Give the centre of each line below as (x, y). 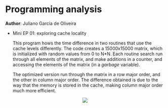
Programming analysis (54, 9)
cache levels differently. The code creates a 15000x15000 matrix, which (88, 48)
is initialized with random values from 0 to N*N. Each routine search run (88, 54)
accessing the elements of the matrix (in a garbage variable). (76, 64)
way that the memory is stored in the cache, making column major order (88, 85)
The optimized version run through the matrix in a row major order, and (86, 74)
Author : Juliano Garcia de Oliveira (41, 23)
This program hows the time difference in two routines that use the (82, 43)
